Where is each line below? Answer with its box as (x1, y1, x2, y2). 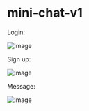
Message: (7, 82, 36, 90)
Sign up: (7, 54, 31, 64)
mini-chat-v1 (7, 5, 83, 21)
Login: (7, 28, 26, 36)
